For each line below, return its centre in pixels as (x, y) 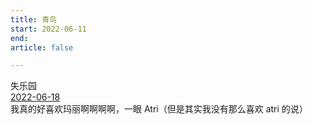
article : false (42, 47)
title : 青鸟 (33, 19)
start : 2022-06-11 (48, 29)
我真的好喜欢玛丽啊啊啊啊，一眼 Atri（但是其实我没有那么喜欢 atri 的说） (159, 109)
